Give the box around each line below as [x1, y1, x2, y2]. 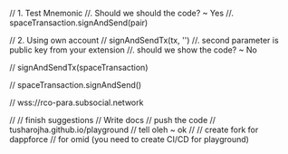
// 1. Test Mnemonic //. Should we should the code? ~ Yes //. [9, 8, 234, 18]
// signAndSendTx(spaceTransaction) [9, 63, 149, 72]
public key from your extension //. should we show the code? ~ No [9, 44, 258, 55]
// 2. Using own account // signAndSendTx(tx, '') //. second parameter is [9, 35, 279, 45]
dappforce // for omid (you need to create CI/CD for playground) [9, 134, 249, 144]
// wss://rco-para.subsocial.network [9, 97, 144, 108]
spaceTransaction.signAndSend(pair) [9, 17, 149, 28]
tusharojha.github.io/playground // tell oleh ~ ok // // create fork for [9, 124, 259, 135]
